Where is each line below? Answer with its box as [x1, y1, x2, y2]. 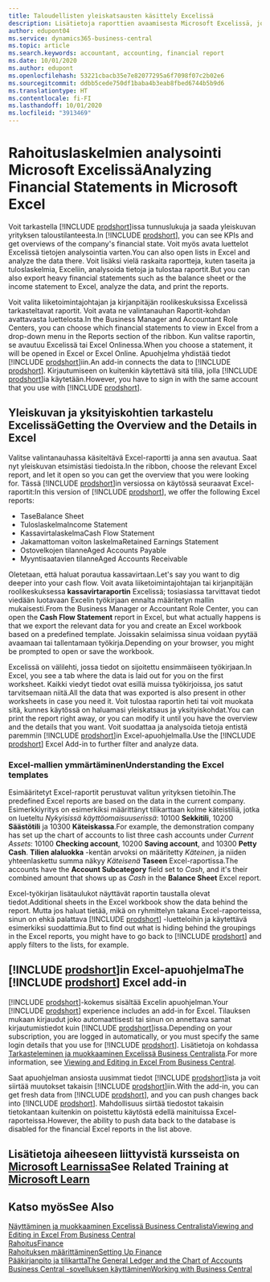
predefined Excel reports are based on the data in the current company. [8, 796, 246, 806]
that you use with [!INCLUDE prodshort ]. [8, 383, 142, 392]
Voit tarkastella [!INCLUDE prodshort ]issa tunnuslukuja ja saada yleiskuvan [8, 221, 256, 231]
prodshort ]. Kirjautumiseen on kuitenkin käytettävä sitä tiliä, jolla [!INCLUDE [8, 366, 258, 375]
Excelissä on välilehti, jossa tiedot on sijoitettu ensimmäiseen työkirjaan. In [8, 662, 252, 672]
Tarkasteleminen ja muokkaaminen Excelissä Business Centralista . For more [8, 1048, 258, 1058]
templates [8, 769, 49, 780]
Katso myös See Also [8, 1200, 114, 1214]
